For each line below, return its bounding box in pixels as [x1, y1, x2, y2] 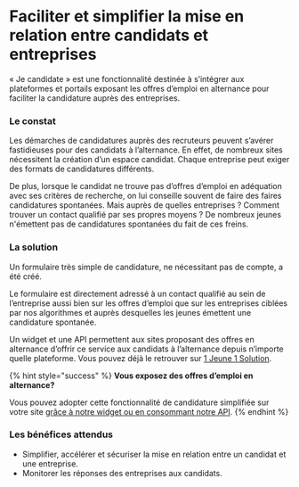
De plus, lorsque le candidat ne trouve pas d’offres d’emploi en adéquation [9, 181, 282, 192]
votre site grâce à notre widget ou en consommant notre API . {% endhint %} [9, 406, 289, 417]
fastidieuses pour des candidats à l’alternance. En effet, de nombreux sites [9, 144, 283, 155]
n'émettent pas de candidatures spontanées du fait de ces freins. [9, 219, 249, 229]
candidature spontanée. [9, 317, 97, 327]
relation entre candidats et [9, 25, 209, 45]
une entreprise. [21, 458, 78, 469]
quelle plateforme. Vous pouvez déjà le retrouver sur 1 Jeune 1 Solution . [9, 352, 272, 363]
